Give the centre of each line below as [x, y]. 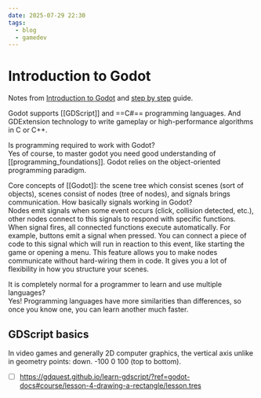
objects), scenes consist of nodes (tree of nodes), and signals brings [120, 194]
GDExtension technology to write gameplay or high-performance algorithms [131, 122]
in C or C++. [28, 130]
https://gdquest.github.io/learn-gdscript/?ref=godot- [105, 377]
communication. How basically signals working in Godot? [100, 202]
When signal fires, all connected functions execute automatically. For [120, 227]
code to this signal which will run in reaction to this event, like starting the [127, 244]
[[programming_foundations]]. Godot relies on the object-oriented [114, 162]
